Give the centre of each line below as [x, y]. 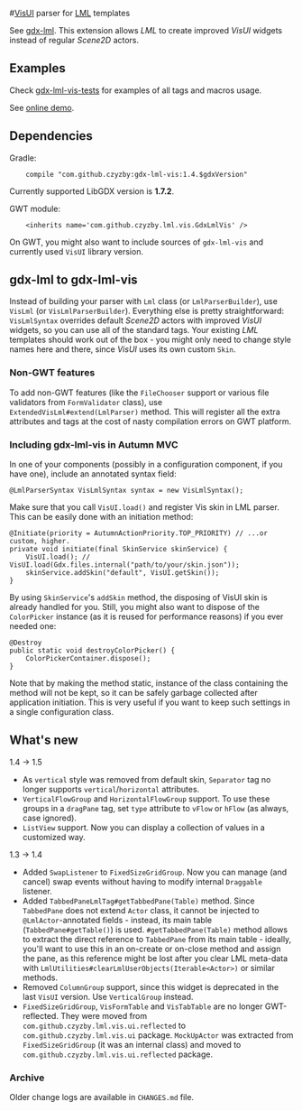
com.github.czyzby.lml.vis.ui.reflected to [104, 1025]
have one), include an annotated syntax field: [93, 474]
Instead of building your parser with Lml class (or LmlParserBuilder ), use [143, 301]
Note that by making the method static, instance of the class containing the [149, 683]
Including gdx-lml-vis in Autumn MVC [94, 444]
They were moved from [103, 1015]
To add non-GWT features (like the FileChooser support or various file [139, 393]
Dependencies [51, 136]
